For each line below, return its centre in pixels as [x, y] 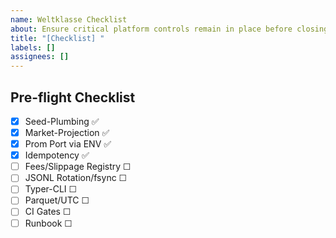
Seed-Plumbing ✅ [62, 121]
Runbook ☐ [48, 223]
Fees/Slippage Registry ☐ [78, 167]
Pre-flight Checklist [73, 97]
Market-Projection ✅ [67, 132]
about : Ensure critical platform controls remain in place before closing [169, 29]
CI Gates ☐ [48, 212]
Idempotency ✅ [57, 155]
